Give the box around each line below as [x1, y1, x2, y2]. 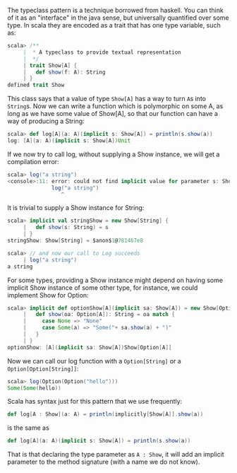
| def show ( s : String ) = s [23, 224, 109, 231]
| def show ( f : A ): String [23, 69, 106, 76]
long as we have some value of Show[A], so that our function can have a [7, 110, 219, 118]
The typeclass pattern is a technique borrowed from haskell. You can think [7, 6, 224, 14]
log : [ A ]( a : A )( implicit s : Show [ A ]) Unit [7, 137, 131, 144]
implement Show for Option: [7, 291, 90, 299]
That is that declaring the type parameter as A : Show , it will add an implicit [7, 450, 224, 459]
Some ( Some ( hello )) [7, 385, 61, 392]
